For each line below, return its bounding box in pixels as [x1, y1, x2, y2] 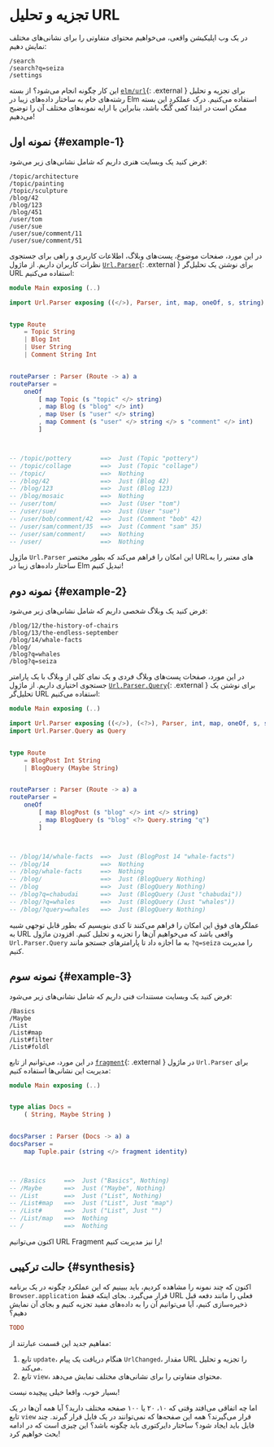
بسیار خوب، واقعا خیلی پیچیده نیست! [9, 1387, 120, 1397]
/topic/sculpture [9, 186, 68, 195]
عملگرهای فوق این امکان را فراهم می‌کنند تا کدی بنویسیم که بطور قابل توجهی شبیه [9, 920, 259, 929]
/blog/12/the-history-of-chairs [9, 622, 119, 630]
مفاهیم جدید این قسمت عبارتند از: [9, 1338, 111, 1348]
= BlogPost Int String [24, 756, 101, 764]
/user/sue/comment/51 [9, 236, 83, 245]
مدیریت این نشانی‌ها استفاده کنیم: [9, 1065, 111, 1075]
